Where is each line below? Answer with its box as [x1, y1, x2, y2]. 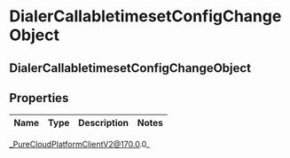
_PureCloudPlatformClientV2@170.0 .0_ [9, 139, 151, 150]
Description [78, 117, 129, 130]
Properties [9, 91, 69, 106]
